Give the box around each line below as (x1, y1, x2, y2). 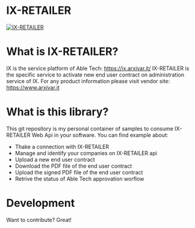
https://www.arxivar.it (6, 84, 60, 91)
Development (6, 197, 75, 210)
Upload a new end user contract (14, 156, 95, 163)
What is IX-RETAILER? (6, 45, 119, 59)
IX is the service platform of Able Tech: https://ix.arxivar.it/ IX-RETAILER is (6, 65, 190, 72)
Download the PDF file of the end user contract (14, 162, 132, 169)
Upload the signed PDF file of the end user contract (14, 168, 143, 176)
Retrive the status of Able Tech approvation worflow (14, 175, 144, 182)
